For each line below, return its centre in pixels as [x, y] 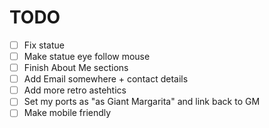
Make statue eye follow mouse [87, 56]
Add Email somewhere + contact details [106, 79]
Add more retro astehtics [75, 90]
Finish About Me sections [76, 68]
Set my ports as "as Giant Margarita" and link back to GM [142, 102]
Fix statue [44, 45]
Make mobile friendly [67, 113]
